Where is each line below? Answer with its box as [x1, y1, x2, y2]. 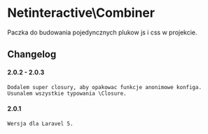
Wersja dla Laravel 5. [7, 120, 74, 127]
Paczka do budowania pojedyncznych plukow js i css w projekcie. [7, 28, 197, 36]
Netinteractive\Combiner [7, 5, 155, 21]
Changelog [7, 48, 57, 60]
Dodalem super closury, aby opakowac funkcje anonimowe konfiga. [7, 83, 202, 91]
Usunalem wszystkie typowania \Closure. [7, 90, 127, 97]
